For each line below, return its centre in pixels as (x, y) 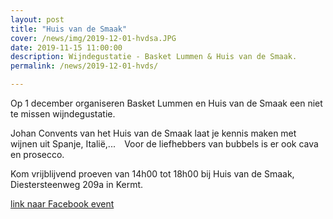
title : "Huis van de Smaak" (69, 29)
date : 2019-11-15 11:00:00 (66, 47)
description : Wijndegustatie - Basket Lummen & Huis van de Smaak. (154, 57)
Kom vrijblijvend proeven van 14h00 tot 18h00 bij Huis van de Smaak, (152, 174)
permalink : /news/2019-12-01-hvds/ (84, 66)
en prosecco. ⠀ (42, 154)
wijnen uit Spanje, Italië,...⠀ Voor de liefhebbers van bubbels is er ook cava (164, 144)
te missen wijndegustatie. (63, 114)
